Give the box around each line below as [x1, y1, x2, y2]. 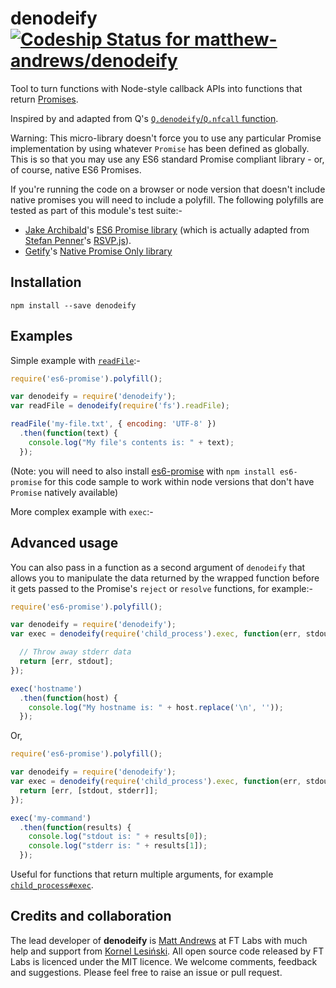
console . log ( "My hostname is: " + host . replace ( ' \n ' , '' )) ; [28, 702, 284, 712]
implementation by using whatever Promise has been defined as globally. [10, 142, 310, 154]
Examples [10, 328, 73, 345]
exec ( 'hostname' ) [10, 683, 83, 694]
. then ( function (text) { [19, 428, 118, 439]
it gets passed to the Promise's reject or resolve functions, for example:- [10, 582, 313, 594]
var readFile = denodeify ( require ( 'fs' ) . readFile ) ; [10, 401, 230, 411]
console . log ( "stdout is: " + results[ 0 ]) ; [28, 832, 208, 842]
